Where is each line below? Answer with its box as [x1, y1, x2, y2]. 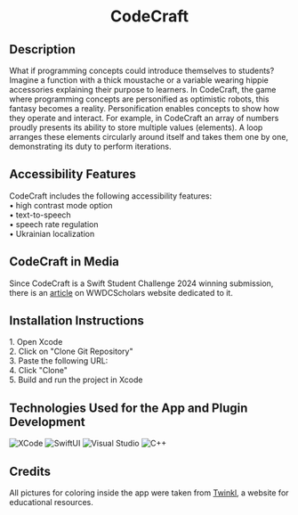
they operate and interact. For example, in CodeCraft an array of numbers [9, 113, 279, 123]
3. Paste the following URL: [9, 356, 109, 366]
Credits [9, 463, 52, 478]
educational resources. [9, 497, 93, 508]
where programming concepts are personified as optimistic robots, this [9, 94, 270, 104]
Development [9, 414, 86, 429]
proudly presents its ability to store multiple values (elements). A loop [9, 122, 263, 133]
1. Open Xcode [9, 337, 63, 347]
